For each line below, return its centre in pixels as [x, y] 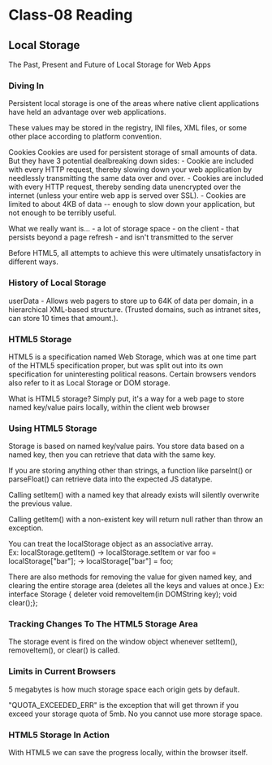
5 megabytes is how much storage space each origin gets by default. [124, 689]
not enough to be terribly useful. [62, 213]
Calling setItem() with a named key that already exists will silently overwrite [134, 495]
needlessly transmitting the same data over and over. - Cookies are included [136, 178]
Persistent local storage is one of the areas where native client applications [134, 103]
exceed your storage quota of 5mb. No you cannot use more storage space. [136, 714]
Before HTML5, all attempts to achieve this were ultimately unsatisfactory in [135, 253]
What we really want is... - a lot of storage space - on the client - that [124, 229]
